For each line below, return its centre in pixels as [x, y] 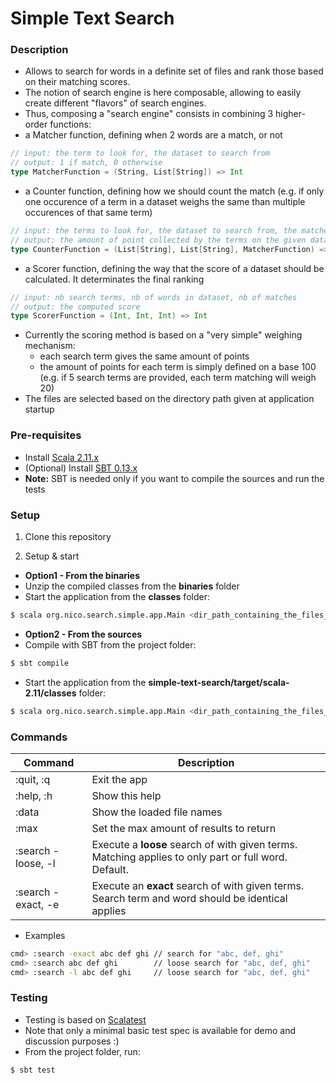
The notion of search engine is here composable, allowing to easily [163, 93]
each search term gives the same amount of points [144, 356]
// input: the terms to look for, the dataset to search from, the [154, 231]
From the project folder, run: [82, 1051]
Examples [45, 935]
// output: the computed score [75, 307]
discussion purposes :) [72, 1041]
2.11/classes [50, 693]
